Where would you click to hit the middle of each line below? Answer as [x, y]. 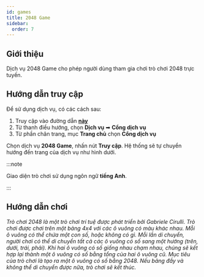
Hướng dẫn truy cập [45, 94]
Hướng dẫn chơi [37, 207]
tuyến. [14, 75]
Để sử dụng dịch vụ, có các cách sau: [54, 109]
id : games [19, 12]
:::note [14, 164]
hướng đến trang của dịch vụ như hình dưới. [61, 152]
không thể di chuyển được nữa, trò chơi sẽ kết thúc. [71, 267]
